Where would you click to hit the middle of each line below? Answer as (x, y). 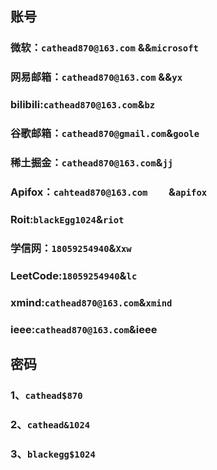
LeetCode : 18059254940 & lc (74, 275)
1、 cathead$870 (46, 395)
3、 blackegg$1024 (53, 454)
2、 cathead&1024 (50, 424)
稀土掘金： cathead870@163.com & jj (92, 162)
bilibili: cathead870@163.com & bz (83, 105)
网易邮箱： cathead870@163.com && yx (96, 77)
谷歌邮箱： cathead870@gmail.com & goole (105, 134)
